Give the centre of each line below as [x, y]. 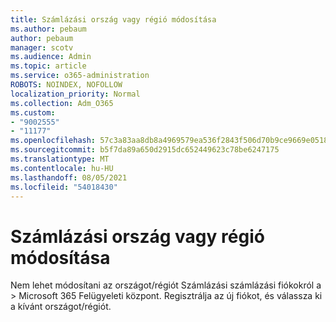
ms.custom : [33, 112]
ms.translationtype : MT [60, 159]
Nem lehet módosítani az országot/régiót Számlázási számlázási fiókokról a [166, 285]
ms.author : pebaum [48, 29]
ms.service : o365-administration [80, 76]
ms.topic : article [48, 66]
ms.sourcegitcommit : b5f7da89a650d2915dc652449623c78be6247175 [145, 150]
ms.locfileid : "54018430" [64, 187]
